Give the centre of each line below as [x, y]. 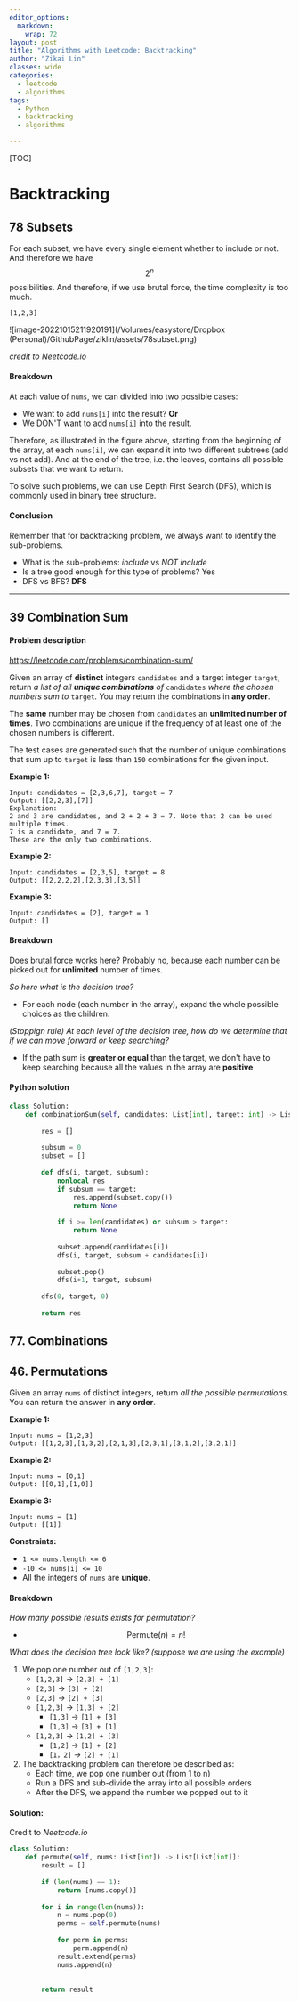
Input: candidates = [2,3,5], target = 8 [87, 872]
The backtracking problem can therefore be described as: [128, 1764]
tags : [19, 100]
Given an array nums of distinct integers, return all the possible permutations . [149, 1393]
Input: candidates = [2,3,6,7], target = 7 [91, 793]
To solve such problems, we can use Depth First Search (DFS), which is [140, 485]
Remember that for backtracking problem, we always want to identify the [143, 536]
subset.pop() [81, 1272]
